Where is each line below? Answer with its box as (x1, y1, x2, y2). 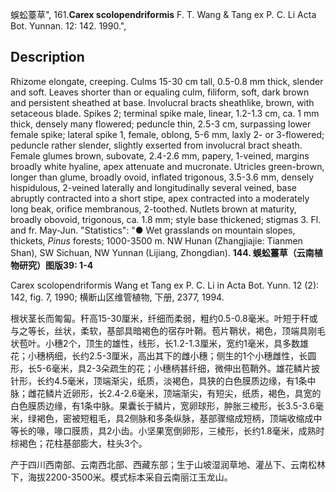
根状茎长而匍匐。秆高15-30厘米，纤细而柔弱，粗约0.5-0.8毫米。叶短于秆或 (10, 312, 318, 324)
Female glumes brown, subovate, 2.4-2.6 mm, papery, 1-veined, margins (10, 149, 310, 162)
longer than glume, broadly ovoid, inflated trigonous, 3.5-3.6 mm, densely (10, 171, 315, 183)
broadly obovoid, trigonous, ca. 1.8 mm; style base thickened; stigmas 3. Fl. (10, 213, 322, 225)
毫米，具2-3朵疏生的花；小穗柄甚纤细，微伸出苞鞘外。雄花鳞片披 (51, 362, 320, 374)
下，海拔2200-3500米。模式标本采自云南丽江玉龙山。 (10, 471, 233, 483)
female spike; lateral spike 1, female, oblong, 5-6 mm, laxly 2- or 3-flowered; (10, 128, 325, 140)
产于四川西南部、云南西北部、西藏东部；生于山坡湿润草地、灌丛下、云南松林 (10, 458, 326, 470)
